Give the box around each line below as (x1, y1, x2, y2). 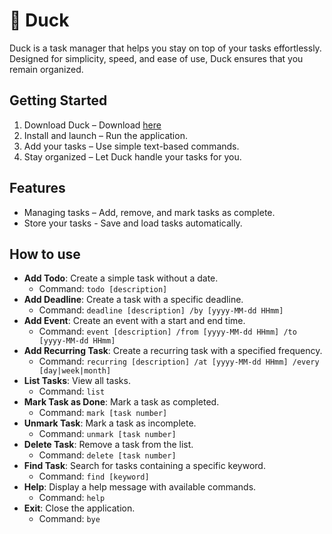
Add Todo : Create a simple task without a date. (23, 272, 219, 284)
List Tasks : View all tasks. (23, 375, 131, 387)
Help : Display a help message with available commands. (23, 481, 257, 493)
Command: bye (38, 513, 101, 525)
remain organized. (9, 63, 84, 75)
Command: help (38, 492, 106, 504)
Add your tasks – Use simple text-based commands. (23, 140, 240, 152)
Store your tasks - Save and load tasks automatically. (23, 217, 243, 229)
